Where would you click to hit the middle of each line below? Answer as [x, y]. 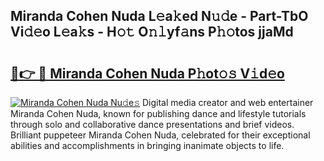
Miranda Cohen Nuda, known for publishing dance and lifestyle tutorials [158, 113]
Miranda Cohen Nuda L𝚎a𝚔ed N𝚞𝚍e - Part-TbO [159, 16]
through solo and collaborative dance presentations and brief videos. [152, 124]
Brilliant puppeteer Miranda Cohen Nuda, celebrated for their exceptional [160, 135]
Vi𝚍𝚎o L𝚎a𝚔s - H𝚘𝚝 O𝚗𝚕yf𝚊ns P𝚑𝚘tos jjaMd [152, 32]
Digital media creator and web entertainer [227, 102]
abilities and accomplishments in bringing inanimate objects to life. [147, 145]
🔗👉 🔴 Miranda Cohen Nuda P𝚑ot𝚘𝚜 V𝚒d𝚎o [147, 73]
